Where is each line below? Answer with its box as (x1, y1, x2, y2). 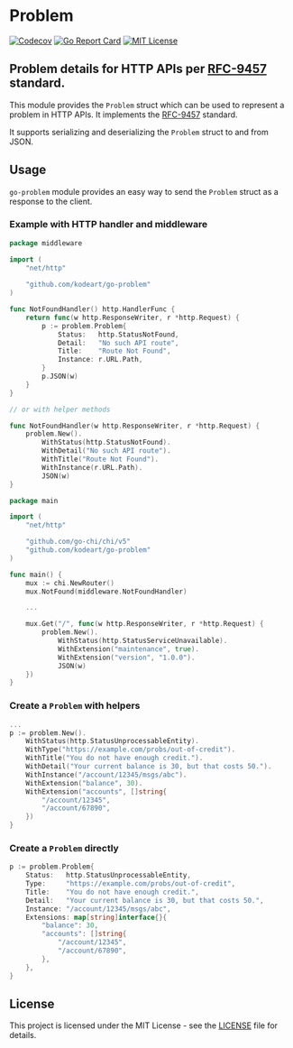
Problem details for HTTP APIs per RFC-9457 (9, 61, 268, 77)
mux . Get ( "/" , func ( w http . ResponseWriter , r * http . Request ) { (25, 620, 264, 629)
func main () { (9, 570, 63, 579)
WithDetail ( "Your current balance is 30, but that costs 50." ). (25, 762, 272, 771)
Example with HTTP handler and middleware (9, 218, 208, 231)
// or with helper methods (9, 405, 111, 414)
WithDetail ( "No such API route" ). (41, 446, 171, 455)
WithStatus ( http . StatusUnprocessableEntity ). (25, 737, 200, 746)
